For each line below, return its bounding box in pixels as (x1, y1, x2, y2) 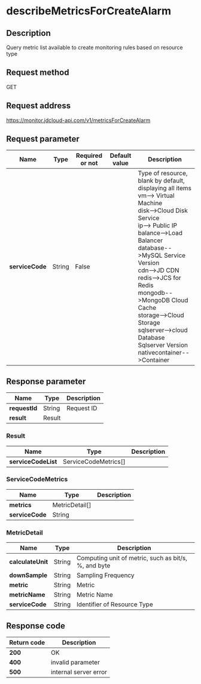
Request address (6, 100, 71, 111)
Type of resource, (138, 169, 188, 178)
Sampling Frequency (77, 571, 135, 579)
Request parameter (6, 134, 80, 144)
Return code (9, 638, 45, 646)
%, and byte (77, 561, 111, 570)
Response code (6, 621, 66, 631)
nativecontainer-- (138, 349, 190, 357)
